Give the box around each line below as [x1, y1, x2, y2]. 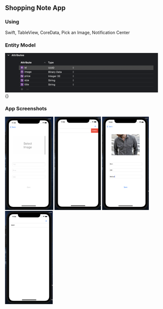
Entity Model [5, 41, 36, 48]
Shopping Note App [5, 4, 66, 12]
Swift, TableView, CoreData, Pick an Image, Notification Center [5, 29, 130, 35]
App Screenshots [5, 105, 47, 112]
